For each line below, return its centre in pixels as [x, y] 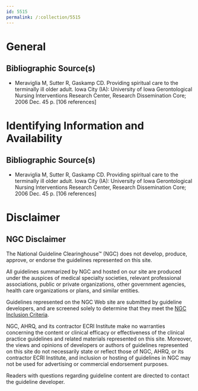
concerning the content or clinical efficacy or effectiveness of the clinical [95, 332]
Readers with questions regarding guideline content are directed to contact [98, 376]
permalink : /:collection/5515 [44, 17]
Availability [34, 138]
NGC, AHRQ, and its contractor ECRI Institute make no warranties [86, 326]
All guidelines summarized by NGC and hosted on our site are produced [94, 272]
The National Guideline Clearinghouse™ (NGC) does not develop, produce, [97, 254]
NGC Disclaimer [36, 239]
